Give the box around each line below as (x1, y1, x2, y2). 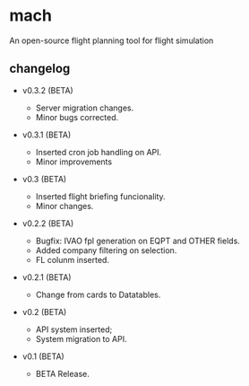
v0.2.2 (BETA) (21, 217, 74, 229)
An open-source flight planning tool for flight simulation (9, 35, 214, 46)
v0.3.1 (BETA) (21, 129, 72, 140)
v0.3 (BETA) (21, 173, 67, 184)
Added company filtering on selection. (35, 244, 177, 256)
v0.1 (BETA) (21, 351, 64, 362)
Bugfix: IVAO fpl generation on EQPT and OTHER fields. (35, 235, 240, 246)
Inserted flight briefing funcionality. (35, 190, 166, 202)
